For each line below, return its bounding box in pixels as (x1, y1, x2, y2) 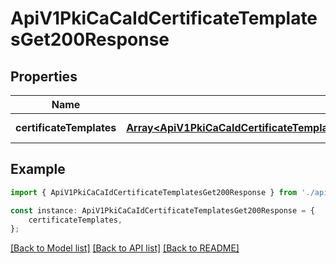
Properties (10, 68, 78, 85)
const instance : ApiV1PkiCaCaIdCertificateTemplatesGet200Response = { (10, 205, 315, 216)
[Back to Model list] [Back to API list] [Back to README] (10, 242, 240, 254)
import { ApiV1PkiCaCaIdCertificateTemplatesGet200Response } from (10, 187, 298, 197)
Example (10, 161, 66, 178)
